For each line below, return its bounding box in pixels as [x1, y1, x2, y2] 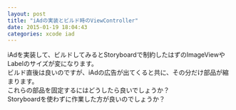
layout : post [7, 10, 46, 18]
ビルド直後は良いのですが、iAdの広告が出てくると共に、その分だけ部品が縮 [7, 68, 230, 77]
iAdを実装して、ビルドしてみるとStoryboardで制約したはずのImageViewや [7, 50, 226, 59]
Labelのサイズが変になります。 [7, 60, 98, 68]
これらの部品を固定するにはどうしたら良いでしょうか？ [7, 86, 170, 94]
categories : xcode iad [7, 30, 75, 38]
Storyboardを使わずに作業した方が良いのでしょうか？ [7, 95, 165, 104]
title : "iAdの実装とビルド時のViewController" [7, 17, 139, 24]
